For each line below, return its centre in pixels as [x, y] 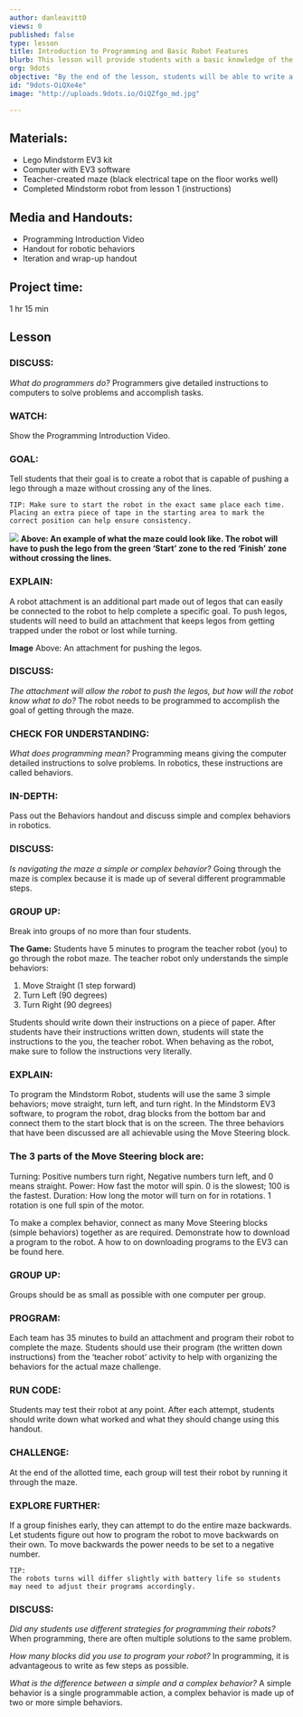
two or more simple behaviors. [66, 1703]
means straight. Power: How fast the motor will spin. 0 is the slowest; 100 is [150, 1186]
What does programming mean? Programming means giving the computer [148, 754]
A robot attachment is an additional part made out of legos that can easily [146, 601]
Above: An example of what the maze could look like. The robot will [149, 539]
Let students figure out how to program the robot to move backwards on [144, 1535]
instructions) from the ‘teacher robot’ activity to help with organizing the [143, 1357]
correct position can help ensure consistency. [101, 521]
